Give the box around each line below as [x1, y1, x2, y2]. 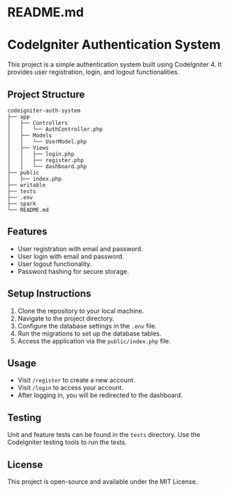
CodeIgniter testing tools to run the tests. [7, 438, 128, 447]
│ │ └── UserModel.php [7, 138, 87, 145]
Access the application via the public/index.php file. [17, 336, 172, 345]
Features [7, 226, 48, 238]
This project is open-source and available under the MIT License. [7, 477, 198, 486]
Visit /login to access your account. [17, 384, 124, 392]
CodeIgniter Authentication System [7, 37, 221, 53]
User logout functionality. [17, 260, 92, 268]
